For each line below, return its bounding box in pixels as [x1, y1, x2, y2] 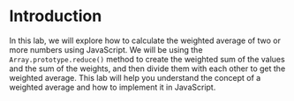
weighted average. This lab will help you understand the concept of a [9, 72, 261, 83]
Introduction [9, 6, 102, 26]
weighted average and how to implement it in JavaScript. [9, 82, 216, 92]
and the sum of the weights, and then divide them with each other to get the [9, 63, 286, 74]
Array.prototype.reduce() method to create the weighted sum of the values [9, 54, 285, 64]
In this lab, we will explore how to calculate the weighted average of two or [9, 35, 281, 46]
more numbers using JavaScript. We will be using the [9, 44, 203, 54]
